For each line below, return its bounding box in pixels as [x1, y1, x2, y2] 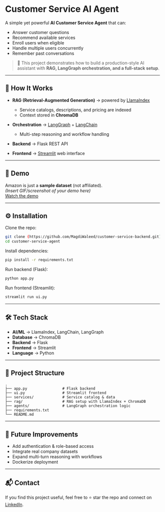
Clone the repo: [5, 225, 37, 231]
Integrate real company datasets [12, 448, 78, 455]
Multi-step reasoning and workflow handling [19, 131, 110, 137]
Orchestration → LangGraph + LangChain [12, 121, 98, 127]
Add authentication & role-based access [12, 443, 94, 449]
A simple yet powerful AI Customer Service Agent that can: [5, 20, 126, 26]
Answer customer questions [12, 29, 70, 35]
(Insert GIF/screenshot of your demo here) [5, 188, 91, 194]
